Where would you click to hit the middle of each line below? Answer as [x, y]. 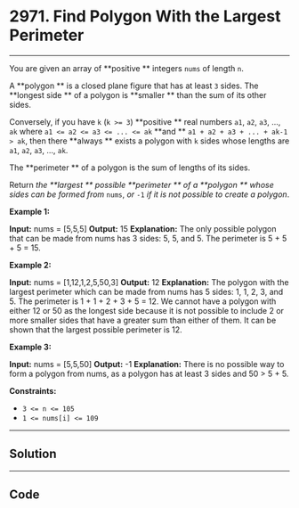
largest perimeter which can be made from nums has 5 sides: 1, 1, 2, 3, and [146, 291]
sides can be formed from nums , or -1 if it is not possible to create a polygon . [149, 194]
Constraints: [33, 390]
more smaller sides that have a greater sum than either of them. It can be [143, 320]
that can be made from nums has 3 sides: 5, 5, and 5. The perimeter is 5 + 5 [148, 238]
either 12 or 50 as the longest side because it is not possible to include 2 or [147, 310]
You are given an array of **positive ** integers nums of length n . [127, 68]
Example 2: [30, 265]
